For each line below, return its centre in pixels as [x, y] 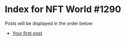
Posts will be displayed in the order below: [49, 23]
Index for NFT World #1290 [63, 9]
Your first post [27, 33]
